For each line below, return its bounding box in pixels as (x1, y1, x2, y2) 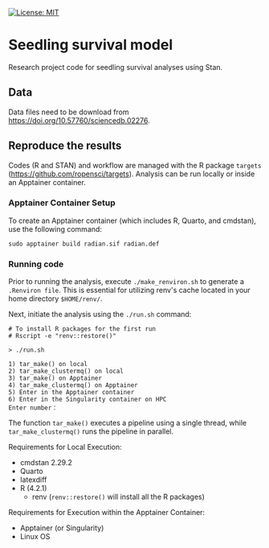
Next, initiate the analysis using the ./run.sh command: (8, 310, 192, 319)
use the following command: (8, 224, 103, 233)
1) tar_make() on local (8, 361, 88, 369)
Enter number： (8, 404, 58, 412)
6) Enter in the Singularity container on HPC (8, 395, 167, 404)
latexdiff (19, 475, 47, 484)
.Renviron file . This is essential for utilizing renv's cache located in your (8, 286, 251, 295)
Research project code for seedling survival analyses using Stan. (8, 62, 223, 72)
